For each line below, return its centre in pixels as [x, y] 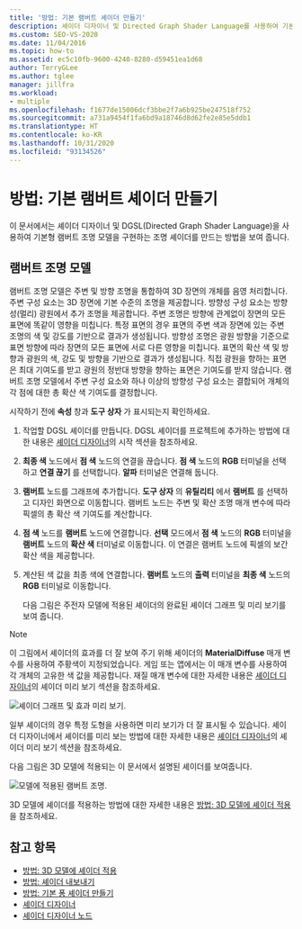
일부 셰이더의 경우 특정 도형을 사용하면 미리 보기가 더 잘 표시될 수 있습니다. [140, 725]
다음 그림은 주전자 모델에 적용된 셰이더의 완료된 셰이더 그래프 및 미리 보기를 [154, 605]
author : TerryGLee [44, 68]
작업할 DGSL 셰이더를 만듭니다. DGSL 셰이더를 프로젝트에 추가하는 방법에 [151, 431]
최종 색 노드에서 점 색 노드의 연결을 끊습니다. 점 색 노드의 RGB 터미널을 [146, 461]
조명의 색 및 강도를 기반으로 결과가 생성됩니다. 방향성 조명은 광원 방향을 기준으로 [150, 336]
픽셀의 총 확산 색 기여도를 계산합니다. [87, 514]
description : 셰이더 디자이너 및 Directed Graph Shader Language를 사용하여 [144, 26]
